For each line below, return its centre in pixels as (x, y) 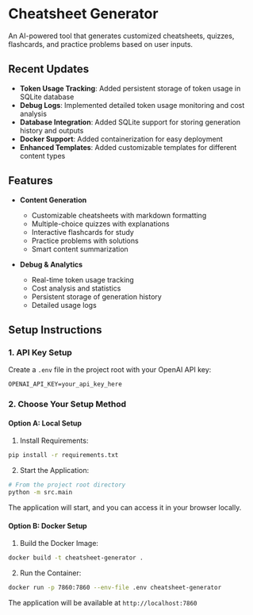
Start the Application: (54, 471)
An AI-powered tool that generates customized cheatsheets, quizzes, (121, 36)
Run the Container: (50, 573)
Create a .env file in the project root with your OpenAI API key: (110, 370)
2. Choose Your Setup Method (67, 404)
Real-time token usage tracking (83, 279)
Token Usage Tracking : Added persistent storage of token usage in (130, 88)
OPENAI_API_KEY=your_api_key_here (65, 384)
